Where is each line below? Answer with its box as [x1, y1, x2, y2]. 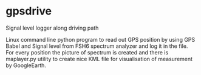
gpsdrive [5, 4, 52, 18]
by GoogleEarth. [5, 62, 47, 69]
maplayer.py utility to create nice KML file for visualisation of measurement [5, 55, 192, 62]
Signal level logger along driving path [5, 24, 99, 31]
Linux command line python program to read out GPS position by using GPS [5, 36, 196, 43]
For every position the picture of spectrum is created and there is [5, 48, 169, 56]
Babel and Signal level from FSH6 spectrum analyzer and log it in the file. [5, 42, 188, 50]
